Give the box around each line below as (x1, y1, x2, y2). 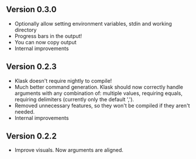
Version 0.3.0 (6, 5, 57, 15)
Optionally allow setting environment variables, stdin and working (14, 20, 173, 27)
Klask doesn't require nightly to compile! (14, 77, 112, 84)
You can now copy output (14, 38, 77, 45)
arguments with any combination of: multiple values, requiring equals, (14, 90, 183, 97)
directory (14, 26, 37, 33)
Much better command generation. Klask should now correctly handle (14, 83, 183, 90)
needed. (14, 108, 35, 115)
